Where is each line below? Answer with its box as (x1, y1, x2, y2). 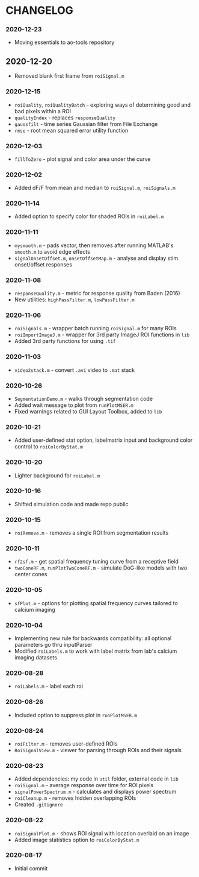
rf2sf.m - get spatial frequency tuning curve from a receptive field (14, 558, 179, 565)
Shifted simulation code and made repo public (14, 500, 129, 508)
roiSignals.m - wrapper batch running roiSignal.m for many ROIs (14, 325, 177, 332)
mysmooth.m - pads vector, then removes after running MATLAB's (14, 242, 174, 249)
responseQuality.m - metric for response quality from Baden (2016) (14, 290, 181, 297)
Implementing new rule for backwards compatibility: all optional (14, 635, 172, 642)
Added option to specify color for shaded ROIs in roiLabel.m (14, 213, 164, 220)
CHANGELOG (5, 4, 73, 17)
